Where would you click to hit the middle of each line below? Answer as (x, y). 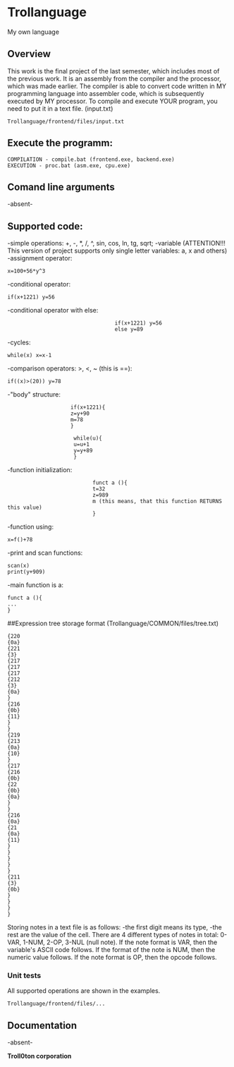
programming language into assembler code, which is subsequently (106, 93)
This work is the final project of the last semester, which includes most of (113, 71)
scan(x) (19, 566)
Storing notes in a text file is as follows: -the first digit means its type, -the (115, 927)
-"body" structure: (34, 394)
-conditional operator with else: (53, 311)
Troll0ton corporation (39, 1056)
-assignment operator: (40, 258)
